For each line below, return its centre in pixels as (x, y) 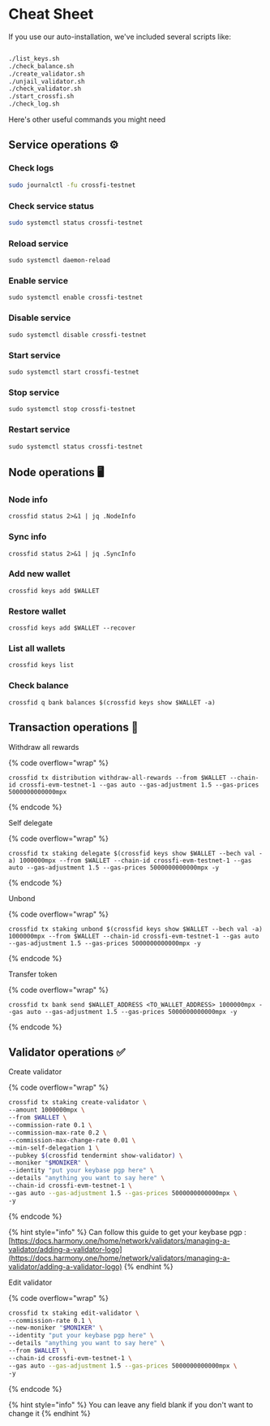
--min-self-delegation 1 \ (54, 1148)
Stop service (34, 392)
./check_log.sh (34, 104)
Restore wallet (37, 611)
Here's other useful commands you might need (87, 119)
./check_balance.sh (41, 66)
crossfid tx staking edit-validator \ (74, 1313)
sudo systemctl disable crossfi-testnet (78, 335)
